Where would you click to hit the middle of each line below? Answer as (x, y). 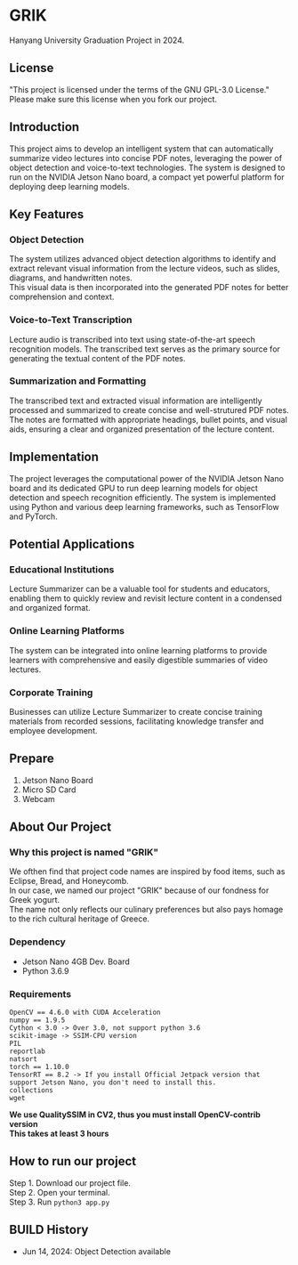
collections (31, 1091)
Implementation (54, 457)
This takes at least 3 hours (59, 1134)
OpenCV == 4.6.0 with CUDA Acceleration (85, 1013)
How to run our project (72, 1161)
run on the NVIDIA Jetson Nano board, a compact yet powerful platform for (147, 177)
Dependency (38, 942)
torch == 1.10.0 (39, 1067)
